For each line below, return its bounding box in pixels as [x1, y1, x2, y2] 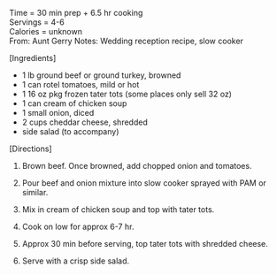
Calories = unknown [9, 27, 82, 36]
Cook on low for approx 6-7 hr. [21, 221, 135, 232]
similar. [21, 187, 49, 197]
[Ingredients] [9, 53, 57, 63]
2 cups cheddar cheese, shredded [21, 117, 148, 127]
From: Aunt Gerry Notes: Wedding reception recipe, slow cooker [9, 35, 243, 46]
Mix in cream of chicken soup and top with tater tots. [21, 204, 215, 215]
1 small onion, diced [21, 108, 95, 118]
